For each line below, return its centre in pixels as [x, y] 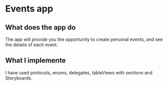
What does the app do [41, 27]
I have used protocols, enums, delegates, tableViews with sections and [79, 72]
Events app [29, 9]
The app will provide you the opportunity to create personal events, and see [84, 39]
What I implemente [36, 61]
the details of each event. [32, 45]
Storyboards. [19, 78]
